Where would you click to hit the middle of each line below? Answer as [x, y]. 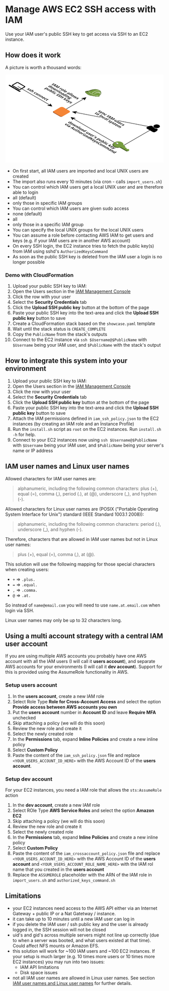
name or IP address [33, 451]
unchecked [24, 718]
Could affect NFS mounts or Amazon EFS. [56, 946]
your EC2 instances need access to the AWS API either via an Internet [85, 908]
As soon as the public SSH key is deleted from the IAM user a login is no [87, 256]
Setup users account [31, 685]
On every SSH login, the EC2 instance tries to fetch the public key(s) [83, 246]
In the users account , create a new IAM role [58, 696]
